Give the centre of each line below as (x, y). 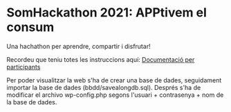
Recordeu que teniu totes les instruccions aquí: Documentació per (101, 59)
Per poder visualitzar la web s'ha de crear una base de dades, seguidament (114, 80)
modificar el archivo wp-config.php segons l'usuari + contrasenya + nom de (115, 95)
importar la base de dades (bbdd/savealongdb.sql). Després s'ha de (104, 87)
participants (24, 67)
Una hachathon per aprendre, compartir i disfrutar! (78, 46)
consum (30, 27)
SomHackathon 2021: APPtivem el (107, 13)
